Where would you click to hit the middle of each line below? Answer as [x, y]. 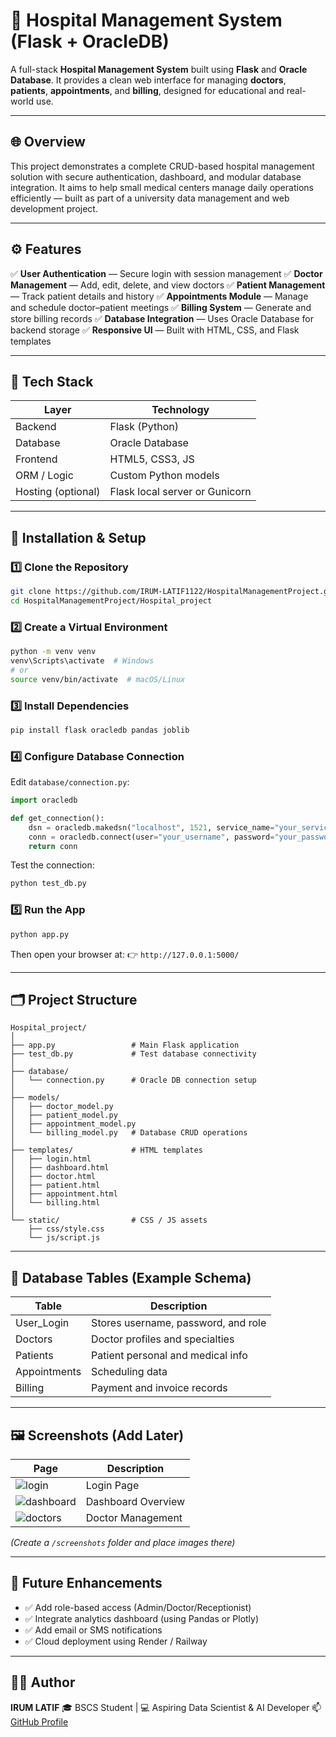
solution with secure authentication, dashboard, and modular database [156, 176]
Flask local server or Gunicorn [180, 492]
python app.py [40, 934]
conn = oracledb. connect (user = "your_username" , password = [151, 837]
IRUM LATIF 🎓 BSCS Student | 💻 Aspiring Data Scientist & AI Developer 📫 [166, 1707]
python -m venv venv [53, 652]
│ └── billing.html [55, 1203]
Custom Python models [164, 476]
